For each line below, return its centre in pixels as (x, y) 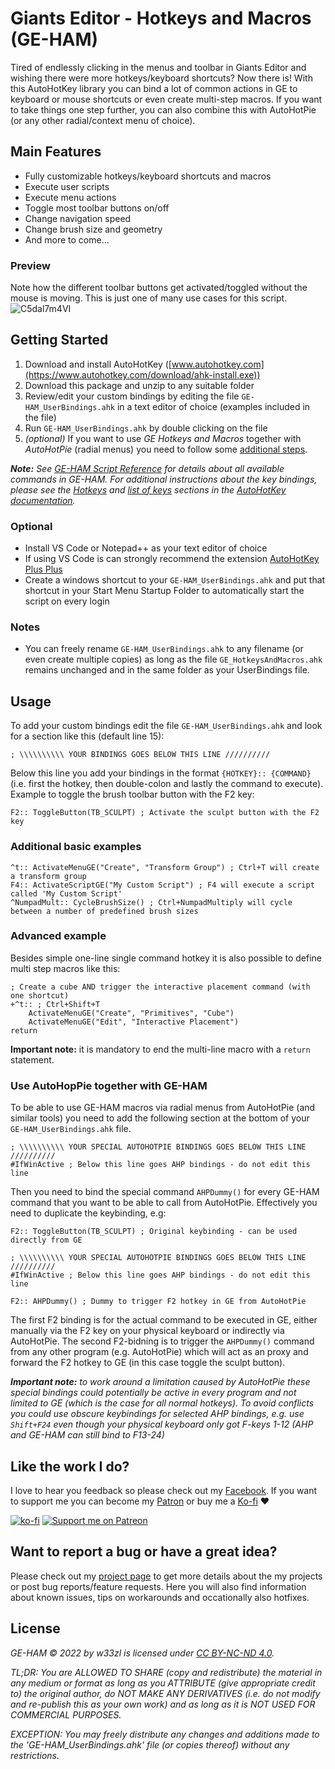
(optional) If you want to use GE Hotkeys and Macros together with (163, 438)
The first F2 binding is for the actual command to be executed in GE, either (164, 1320)
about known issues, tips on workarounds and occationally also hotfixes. (160, 1597)
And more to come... (67, 239)
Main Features (56, 152)
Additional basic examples (76, 847)
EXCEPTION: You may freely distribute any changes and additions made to (165, 1734)
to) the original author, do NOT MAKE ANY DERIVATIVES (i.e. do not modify (165, 1693)
